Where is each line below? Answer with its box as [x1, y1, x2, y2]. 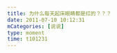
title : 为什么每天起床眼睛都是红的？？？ [7, 10, 112, 17]
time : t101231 [7, 36, 48, 43]
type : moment [7, 29, 45, 36]
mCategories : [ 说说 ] [7, 23, 64, 30]
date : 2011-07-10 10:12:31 [7, 17, 85, 23]
